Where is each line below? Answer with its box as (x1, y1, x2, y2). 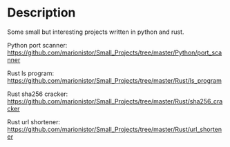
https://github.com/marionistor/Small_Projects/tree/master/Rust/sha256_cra (7, 97, 223, 105)
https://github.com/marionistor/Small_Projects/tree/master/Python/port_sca (7, 48, 222, 57)
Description (7, 5, 76, 21)
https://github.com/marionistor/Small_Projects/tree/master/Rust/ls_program (7, 76, 222, 84)
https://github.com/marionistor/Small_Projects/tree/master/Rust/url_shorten (7, 125, 222, 133)
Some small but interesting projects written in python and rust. (7, 28, 184, 36)
